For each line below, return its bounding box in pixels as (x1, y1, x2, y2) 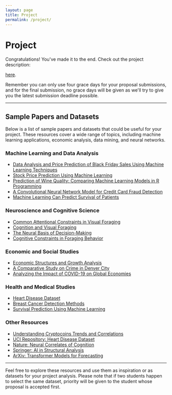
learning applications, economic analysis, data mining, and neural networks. (5, 137, 165, 143)
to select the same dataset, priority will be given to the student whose (5, 378, 153, 384)
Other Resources (5, 319, 49, 326)
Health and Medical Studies (5, 283, 76, 291)
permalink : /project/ (5, 17, 52, 22)
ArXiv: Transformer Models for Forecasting (12, 352, 103, 358)
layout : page (5, 7, 33, 13)
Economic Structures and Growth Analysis (12, 260, 102, 266)
